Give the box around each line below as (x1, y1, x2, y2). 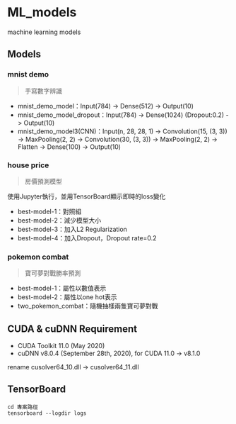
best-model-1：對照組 (17, 207, 82, 216)
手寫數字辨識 (24, 87, 62, 95)
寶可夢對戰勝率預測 (24, 269, 81, 277)
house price (7, 160, 49, 170)
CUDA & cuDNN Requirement (7, 323, 138, 335)
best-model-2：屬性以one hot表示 (17, 293, 117, 301)
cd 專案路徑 (7, 403, 39, 411)
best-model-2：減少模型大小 (17, 216, 101, 224)
